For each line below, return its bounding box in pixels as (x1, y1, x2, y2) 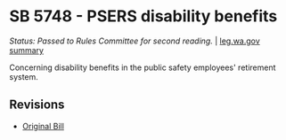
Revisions (9, 97, 65, 113)
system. (9, 71, 38, 82)
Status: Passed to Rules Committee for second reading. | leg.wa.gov (9, 35, 260, 46)
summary (9, 44, 45, 55)
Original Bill (21, 121, 65, 131)
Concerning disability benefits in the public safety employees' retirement (9, 62, 276, 73)
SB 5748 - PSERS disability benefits (9, 6, 278, 27)
